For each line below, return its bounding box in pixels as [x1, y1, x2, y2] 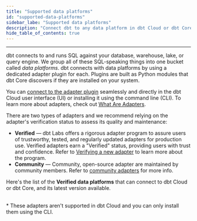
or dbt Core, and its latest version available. [6, 185, 111, 192]
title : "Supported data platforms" [6, 8, 93, 15]
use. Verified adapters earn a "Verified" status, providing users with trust [14, 142, 191, 149]
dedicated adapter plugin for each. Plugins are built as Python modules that [6, 71, 189, 78]
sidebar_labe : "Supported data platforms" [6, 19, 111, 25]
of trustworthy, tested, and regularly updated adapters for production [14, 136, 182, 143]
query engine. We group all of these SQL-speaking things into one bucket [6, 58, 184, 65]
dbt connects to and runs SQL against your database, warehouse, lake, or [6, 52, 184, 59]
